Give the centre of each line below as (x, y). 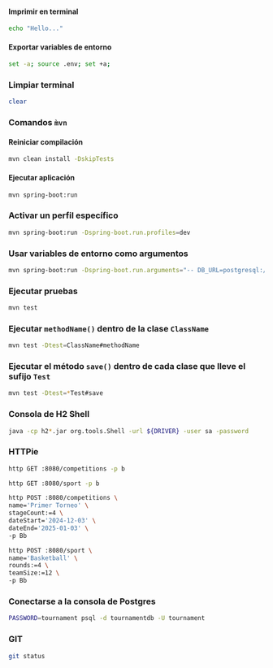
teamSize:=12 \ (34, 573)
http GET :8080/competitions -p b (67, 468)
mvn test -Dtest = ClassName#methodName (74, 345)
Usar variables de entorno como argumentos (98, 254)
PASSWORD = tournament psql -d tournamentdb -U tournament (107, 618)
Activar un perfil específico (64, 215)
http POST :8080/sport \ (50, 550)
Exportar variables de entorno (60, 47)
